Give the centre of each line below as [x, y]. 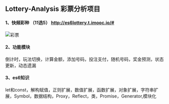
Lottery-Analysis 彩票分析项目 [53, 9]
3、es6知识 [17, 78]
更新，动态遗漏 [21, 65]
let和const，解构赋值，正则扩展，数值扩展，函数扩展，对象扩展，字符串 [80, 90]
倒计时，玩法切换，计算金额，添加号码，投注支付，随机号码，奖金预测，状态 [84, 59]
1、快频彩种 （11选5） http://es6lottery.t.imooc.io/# [60, 22]
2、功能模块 [18, 47]
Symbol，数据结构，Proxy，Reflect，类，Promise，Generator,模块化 [85, 96]
